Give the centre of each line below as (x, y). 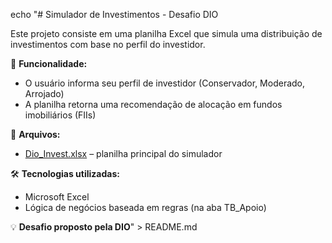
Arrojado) (44, 93)
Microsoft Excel (57, 197)
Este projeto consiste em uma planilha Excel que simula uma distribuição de (166, 33)
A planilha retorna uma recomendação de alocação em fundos (153, 104)
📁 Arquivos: (35, 134)
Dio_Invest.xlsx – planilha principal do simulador (123, 153)
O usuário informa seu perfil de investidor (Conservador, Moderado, (165, 83)
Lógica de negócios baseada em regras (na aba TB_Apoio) (145, 207)
